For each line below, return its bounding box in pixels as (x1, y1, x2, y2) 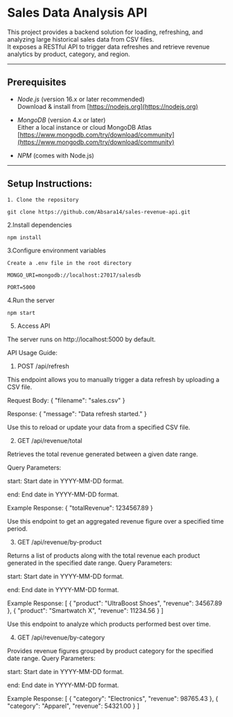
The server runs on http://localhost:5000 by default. (7, 335, 156, 343)
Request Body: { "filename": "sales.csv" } (7, 396, 126, 404)
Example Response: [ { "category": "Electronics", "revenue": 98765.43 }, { (7, 694, 218, 702)
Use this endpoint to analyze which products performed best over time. (7, 619, 212, 628)
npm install (7, 234, 42, 241)
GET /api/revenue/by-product (17, 537, 102, 546)
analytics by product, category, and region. (7, 50, 130, 58)
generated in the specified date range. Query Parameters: (7, 558, 172, 567)
